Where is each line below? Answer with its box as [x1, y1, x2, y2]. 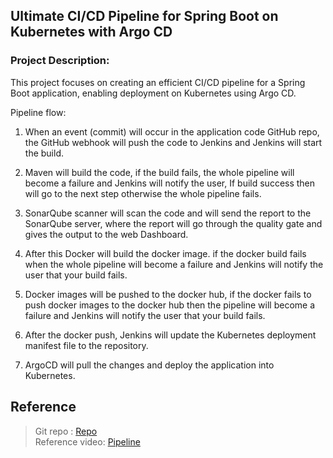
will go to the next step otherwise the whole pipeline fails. [24, 187, 262, 199]
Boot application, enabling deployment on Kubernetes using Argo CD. [10, 87, 297, 99]
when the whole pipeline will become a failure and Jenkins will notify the [24, 258, 324, 270]
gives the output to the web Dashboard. [24, 228, 189, 240]
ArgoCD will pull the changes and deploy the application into [24, 359, 275, 371]
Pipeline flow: [10, 106, 67, 118]
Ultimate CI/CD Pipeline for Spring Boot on [10, 8, 279, 25]
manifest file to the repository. [24, 339, 149, 351]
